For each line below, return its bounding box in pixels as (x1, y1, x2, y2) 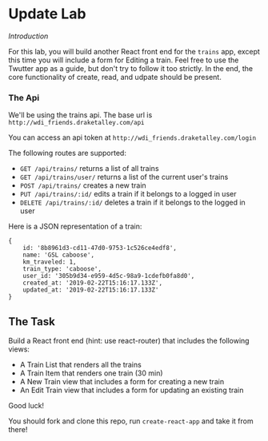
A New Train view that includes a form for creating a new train (19, 377, 225, 387)
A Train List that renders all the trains (19, 360, 142, 370)
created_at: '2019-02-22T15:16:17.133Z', (22, 279, 162, 288)
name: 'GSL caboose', (22, 251, 94, 260)
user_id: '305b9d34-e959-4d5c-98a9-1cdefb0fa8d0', (22, 272, 195, 280)
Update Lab (8, 5, 86, 23)
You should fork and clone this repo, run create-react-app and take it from (8, 416, 254, 426)
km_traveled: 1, (22, 258, 78, 266)
